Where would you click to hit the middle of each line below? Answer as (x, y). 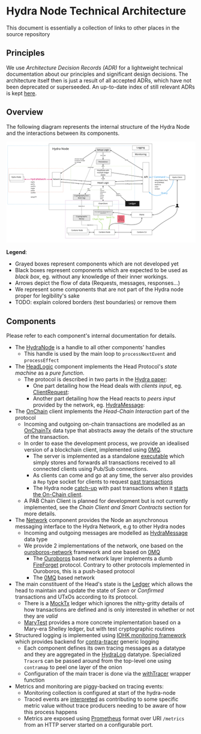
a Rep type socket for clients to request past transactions (103, 482)
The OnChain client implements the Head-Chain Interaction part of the (102, 411)
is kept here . (22, 93)
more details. (40, 514)
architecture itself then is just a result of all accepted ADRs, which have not (99, 80)
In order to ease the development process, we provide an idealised (106, 443)
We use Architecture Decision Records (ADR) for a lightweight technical (94, 67)
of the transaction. (46, 437)
